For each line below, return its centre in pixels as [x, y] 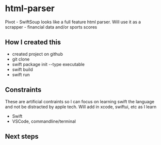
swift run [21, 74]
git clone [21, 59]
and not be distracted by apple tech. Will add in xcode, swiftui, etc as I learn [81, 107]
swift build [22, 69]
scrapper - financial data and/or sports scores [51, 27]
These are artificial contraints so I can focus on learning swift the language [80, 101]
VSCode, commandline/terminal [44, 121]
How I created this [33, 42]
